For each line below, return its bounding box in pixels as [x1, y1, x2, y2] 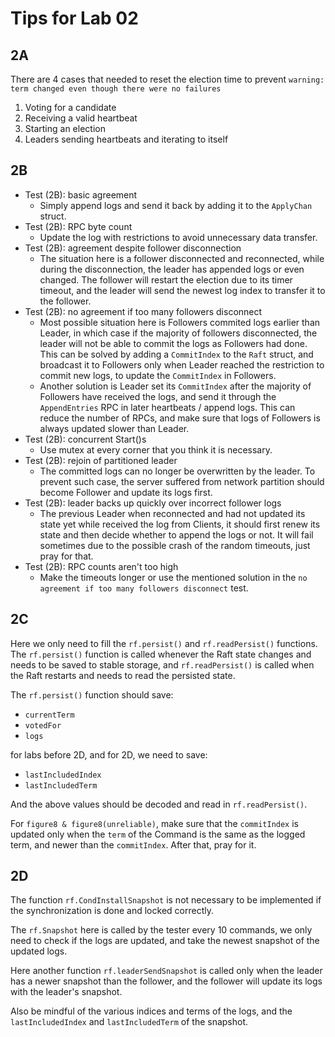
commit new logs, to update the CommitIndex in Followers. [39, 369, 277, 381]
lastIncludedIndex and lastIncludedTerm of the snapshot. [10, 1016, 249, 1028]
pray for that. [39, 550, 94, 562]
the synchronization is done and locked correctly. [10, 905, 214, 917]
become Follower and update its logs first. [39, 486, 213, 498]
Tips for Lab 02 [10, 7, 139, 30]
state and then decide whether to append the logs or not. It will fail [39, 528, 314, 541]
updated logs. [10, 945, 68, 957]
